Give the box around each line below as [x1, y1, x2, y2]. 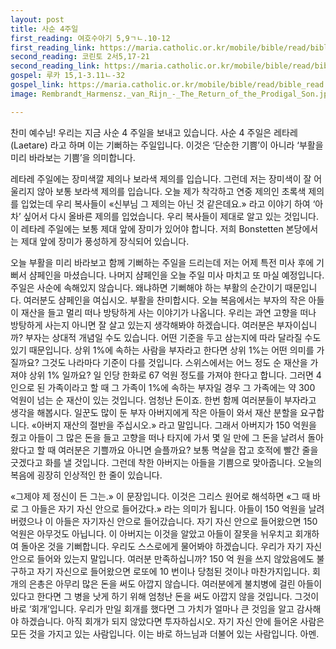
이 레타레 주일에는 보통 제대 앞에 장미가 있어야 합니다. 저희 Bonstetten [10, 222, 284, 235]
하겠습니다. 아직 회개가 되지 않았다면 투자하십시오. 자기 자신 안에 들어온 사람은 [20, 615, 325, 627]
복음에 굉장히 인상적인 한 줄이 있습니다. [10, 469, 163, 481]
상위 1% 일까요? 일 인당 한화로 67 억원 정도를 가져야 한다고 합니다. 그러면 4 [28, 369, 322, 381]
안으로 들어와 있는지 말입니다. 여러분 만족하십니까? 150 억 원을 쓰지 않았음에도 [10, 552, 315, 565]
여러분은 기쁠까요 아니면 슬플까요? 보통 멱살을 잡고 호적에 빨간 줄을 [58, 444, 319, 456]
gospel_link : [10, 80, 65, 90]
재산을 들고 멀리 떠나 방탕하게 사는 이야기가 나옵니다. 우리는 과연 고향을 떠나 [20, 306, 317, 318]
